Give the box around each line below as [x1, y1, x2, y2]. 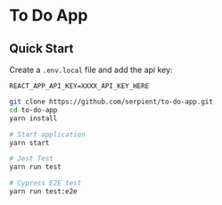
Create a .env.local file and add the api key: [9, 64, 173, 75]
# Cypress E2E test [9, 179, 82, 188]
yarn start [9, 138, 50, 147]
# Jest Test [9, 154, 53, 163]
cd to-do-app [9, 105, 58, 114]
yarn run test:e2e [9, 187, 78, 196]
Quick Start [9, 41, 74, 56]
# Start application [9, 130, 86, 139]
